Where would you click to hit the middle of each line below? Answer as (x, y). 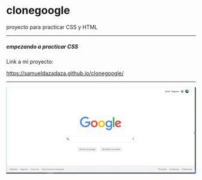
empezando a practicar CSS (42, 46)
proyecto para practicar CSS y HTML (52, 27)
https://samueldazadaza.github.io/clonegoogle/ (65, 73)
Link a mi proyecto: (30, 61)
